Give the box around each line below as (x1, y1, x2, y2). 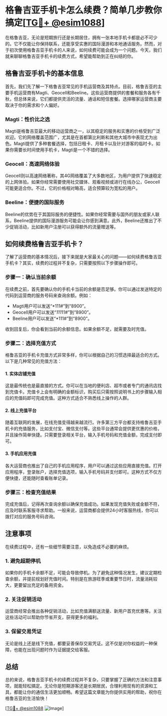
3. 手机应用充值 (5, 451, 37, 457)
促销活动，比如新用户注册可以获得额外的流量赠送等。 (9, 224, 118, 230)
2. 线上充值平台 (5, 407, 37, 413)
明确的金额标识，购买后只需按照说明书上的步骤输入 (53, 389, 158, 395)
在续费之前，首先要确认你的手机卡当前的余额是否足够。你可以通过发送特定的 (5, 286, 162, 292)
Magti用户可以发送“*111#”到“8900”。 (12, 303, 88, 309)
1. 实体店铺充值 (5, 370, 36, 377)
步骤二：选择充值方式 (5, 340, 56, 347)
